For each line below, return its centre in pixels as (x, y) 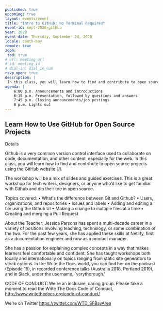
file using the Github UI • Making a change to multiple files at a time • (74, 208)
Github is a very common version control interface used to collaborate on (78, 153)
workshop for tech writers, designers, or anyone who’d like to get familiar (78, 183)
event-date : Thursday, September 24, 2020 (49, 37)
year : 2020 (16, 32)
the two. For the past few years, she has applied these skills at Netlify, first (79, 233)
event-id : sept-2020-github (33, 28)
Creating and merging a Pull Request (42, 214)
